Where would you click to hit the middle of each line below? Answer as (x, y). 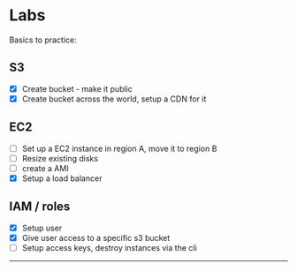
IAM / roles (40, 207)
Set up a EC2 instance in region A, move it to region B (119, 148)
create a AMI (45, 168)
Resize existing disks (60, 158)
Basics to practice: (43, 40)
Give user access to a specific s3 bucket (96, 237)
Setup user (42, 228)
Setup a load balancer (62, 178)
